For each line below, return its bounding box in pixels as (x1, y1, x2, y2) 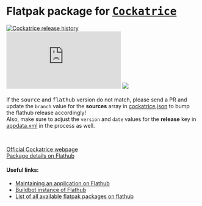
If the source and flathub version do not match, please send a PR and (6, 96, 187, 103)
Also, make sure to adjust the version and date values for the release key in (6, 115, 197, 123)
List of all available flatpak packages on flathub (15, 193, 134, 200)
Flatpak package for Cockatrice (6, 4, 177, 18)
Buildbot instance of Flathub (15, 186, 87, 194)
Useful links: (6, 166, 39, 174)
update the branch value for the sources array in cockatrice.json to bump (6, 102, 190, 109)
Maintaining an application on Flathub (15, 180, 110, 187)
